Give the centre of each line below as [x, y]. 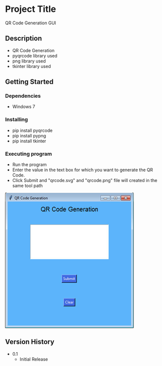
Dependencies [23, 96]
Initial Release [34, 359]
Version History [30, 342]
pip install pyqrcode [32, 130]
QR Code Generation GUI [31, 23]
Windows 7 [24, 107]
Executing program [29, 154]
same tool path [27, 186]
